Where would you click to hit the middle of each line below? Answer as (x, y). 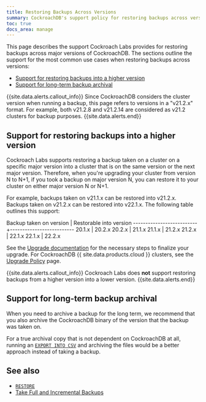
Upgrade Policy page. (34, 261)
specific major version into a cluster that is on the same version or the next (101, 167)
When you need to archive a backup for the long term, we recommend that (101, 313)
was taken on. (24, 326)
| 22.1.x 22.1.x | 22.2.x (33, 236)
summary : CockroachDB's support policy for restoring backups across (97, 18)
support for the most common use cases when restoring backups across (98, 60)
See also (23, 371)
